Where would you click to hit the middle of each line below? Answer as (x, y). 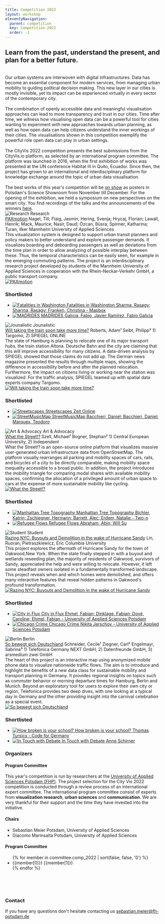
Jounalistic (44, 325)
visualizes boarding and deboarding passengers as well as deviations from (81, 245)
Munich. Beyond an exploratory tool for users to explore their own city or (79, 686)
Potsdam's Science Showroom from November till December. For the (75, 192)
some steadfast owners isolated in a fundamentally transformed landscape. (82, 569)
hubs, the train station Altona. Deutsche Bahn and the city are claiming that (81, 346)
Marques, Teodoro (31, 422)
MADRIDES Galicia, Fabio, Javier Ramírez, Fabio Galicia (97, 315)
